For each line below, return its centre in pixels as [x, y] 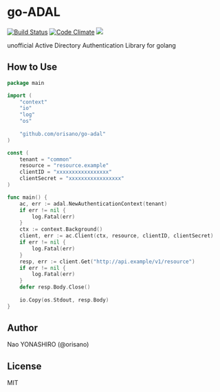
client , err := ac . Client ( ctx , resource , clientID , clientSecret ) [117, 236]
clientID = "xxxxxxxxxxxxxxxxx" [66, 172]
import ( [20, 95]
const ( [18, 153]
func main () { [27, 197]
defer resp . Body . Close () [55, 287]
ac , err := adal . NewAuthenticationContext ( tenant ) [93, 204]
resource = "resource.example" [64, 166]
